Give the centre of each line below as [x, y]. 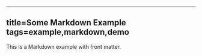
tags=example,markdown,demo [68, 32]
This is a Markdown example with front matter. [64, 46]
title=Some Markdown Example [66, 23]
